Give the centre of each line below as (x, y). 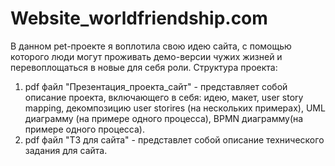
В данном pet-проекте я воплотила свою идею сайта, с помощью (151, 46)
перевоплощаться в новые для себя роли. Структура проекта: (144, 67)
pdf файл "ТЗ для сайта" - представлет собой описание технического (174, 139)
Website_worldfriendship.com (139, 18)
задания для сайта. (66, 150)
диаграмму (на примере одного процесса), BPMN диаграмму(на (164, 118)
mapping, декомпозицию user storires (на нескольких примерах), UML (175, 108)
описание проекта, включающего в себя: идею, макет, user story (164, 97)
